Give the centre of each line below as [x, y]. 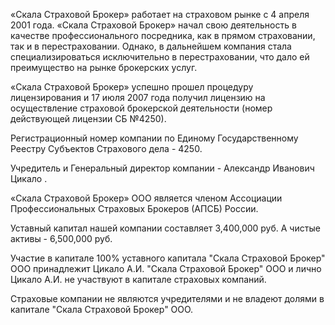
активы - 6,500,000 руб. [61, 238]
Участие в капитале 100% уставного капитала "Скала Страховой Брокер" [168, 258]
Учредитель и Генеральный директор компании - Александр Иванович [162, 168]
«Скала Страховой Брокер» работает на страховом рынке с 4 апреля [160, 14]
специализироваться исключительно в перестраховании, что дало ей [160, 57]
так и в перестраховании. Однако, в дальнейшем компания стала [151, 46]
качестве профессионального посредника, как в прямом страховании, [163, 35]
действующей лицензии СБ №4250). [88, 118]
